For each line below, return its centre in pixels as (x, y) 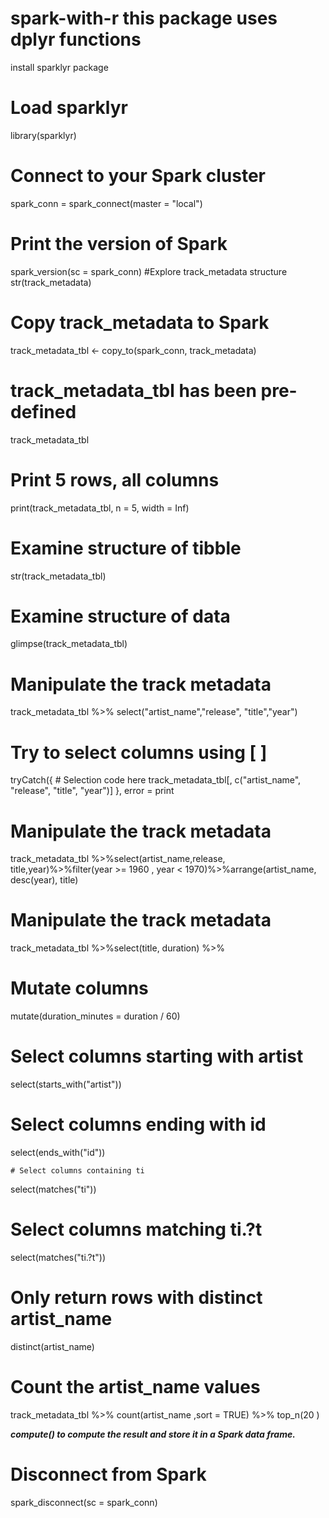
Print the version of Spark (119, 244)
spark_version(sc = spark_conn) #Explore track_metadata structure (149, 271)
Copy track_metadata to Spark (140, 322)
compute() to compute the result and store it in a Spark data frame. (153, 1434)
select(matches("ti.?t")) (58, 1257)
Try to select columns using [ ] (139, 752)
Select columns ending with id (138, 1124)
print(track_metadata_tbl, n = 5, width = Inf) (100, 508)
